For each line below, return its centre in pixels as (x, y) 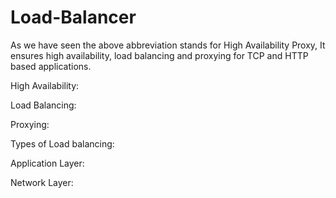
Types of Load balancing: (62, 143)
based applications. (51, 66)
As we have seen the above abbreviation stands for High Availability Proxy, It (168, 45)
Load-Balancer (73, 17)
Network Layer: (42, 182)
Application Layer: (47, 163)
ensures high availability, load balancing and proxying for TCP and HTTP (159, 55)
